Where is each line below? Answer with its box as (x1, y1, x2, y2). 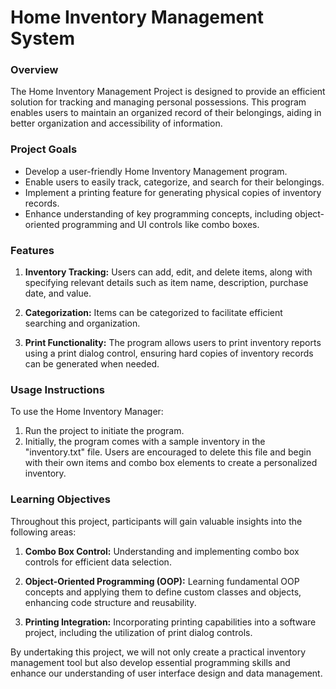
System (10, 27, 76, 50)
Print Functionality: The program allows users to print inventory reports (24, 337, 322, 349)
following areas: (10, 526, 77, 538)
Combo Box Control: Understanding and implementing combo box (24, 545, 300, 557)
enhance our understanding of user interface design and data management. (10, 667, 323, 679)
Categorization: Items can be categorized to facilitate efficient (24, 307, 283, 319)
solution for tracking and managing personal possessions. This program (10, 96, 307, 108)
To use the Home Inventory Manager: (10, 406, 164, 418)
